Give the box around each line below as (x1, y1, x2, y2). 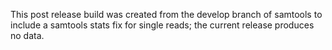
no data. (10, 30, 45, 41)
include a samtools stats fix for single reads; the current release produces (10, 19, 315, 31)
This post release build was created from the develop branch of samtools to (10, 9, 323, 20)
